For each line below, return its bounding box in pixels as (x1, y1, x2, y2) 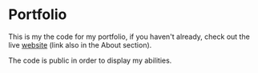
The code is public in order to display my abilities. (8, 56, 172, 65)
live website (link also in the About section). (8, 40, 152, 49)
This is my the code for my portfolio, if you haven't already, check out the (8, 32, 250, 41)
